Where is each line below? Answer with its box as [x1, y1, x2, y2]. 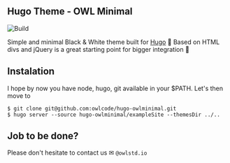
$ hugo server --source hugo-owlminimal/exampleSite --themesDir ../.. [7, 111, 220, 118]
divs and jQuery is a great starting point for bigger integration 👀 [7, 45, 190, 53]
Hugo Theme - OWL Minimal [7, 6, 133, 17]
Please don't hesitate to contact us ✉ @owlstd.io [7, 148, 148, 157]
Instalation [7, 66, 55, 78]
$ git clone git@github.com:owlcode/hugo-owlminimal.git [7, 105, 177, 112]
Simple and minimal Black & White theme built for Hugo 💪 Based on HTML [7, 38, 220, 46]
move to [7, 91, 31, 100]
